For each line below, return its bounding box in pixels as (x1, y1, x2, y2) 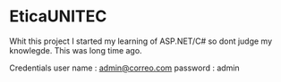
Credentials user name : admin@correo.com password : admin (9, 62, 240, 73)
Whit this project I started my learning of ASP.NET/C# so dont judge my (9, 36, 273, 46)
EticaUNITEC (9, 6, 107, 27)
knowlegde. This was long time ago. (9, 45, 142, 55)
